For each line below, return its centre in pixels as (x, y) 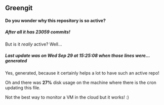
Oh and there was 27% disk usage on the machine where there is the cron (81, 82)
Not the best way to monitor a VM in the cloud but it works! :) (67, 97)
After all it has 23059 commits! (38, 32)
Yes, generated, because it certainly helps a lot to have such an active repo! (82, 73)
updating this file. (23, 87)
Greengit (19, 8)
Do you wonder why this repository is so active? (56, 20)
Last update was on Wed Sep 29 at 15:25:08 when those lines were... (78, 55)
